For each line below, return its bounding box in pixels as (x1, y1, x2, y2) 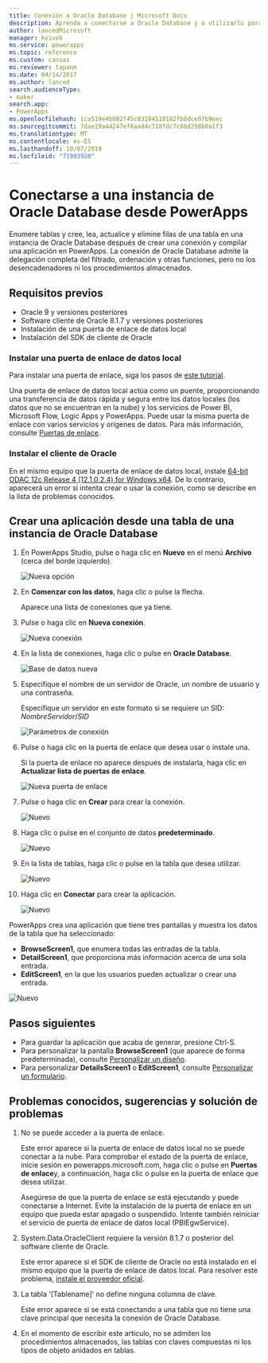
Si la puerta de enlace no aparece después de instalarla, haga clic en (20, 758, 247, 768)
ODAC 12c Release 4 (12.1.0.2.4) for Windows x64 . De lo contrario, (9, 474, 226, 484)
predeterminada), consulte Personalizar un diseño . (20, 1055, 187, 1064)
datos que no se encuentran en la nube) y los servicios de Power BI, (9, 403, 232, 412)
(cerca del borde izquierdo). (20, 556, 112, 566)
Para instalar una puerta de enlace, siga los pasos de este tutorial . (9, 370, 226, 380)
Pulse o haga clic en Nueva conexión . (20, 618, 146, 628)
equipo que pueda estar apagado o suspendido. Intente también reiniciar (20, 1210, 260, 1219)
